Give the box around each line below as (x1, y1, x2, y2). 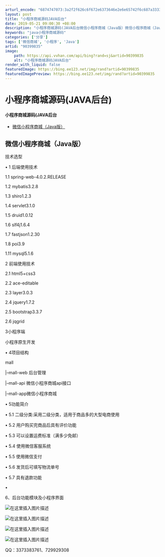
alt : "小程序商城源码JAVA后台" (14, 58, 71, 63)
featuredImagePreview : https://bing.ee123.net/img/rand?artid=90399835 (5, 72, 155, 77)
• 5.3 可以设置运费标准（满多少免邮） (5, 433, 81, 438)
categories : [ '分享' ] (5, 35, 48, 40)
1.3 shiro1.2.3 (5, 193, 31, 199)
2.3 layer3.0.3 (5, 290, 33, 296)
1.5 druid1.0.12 (5, 212, 33, 218)
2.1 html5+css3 (5, 271, 36, 277)
